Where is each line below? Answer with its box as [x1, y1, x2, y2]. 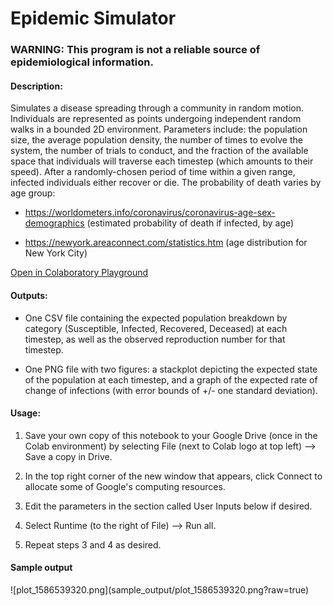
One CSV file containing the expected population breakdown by [24, 312, 288, 324]
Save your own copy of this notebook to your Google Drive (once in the [24, 429, 318, 441]
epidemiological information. [10, 55, 154, 69]
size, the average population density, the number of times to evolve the [10, 134, 303, 146]
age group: [10, 187, 56, 199]
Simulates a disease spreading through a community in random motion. [10, 102, 305, 114]
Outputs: [10, 289, 48, 301]
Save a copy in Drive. [24, 450, 113, 462]
